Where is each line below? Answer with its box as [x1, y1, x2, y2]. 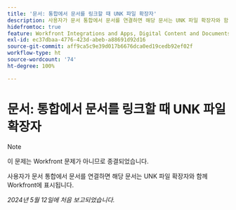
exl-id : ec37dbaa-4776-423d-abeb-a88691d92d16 [7, 37, 146, 44]
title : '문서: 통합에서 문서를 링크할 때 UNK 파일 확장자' [7, 10, 157, 18]
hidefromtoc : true [7, 23, 61, 30]
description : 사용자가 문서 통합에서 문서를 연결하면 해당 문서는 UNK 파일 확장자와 [7, 17, 221, 24]
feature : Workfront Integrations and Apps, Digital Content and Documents [7, 29, 231, 37]
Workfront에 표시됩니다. [7, 181, 74, 189]
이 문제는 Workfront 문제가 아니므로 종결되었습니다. [7, 157, 149, 165]
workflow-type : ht [7, 50, 61, 57]
